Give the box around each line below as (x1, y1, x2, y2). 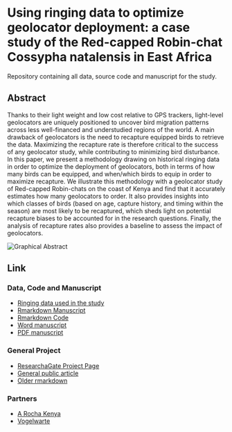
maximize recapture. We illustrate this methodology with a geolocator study (7, 177, 223, 185)
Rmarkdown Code (17, 314, 69, 322)
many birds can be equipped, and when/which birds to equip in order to (7, 169, 212, 178)
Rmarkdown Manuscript (17, 306, 86, 315)
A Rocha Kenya (17, 410, 61, 418)
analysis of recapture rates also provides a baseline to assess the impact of (7, 221, 223, 230)
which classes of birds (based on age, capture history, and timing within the (7, 199, 224, 208)
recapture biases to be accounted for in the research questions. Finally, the (7, 214, 222, 222)
